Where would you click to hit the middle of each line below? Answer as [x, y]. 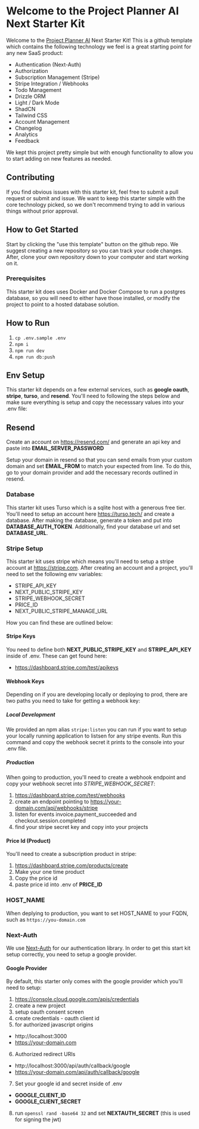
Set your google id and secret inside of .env [68, 1084]
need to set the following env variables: [55, 574]
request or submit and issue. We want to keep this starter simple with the [96, 198]
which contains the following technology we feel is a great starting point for [99, 47]
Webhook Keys [25, 681]
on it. [13, 263]
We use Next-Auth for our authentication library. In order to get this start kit [98, 948]
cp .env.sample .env [40, 338]
